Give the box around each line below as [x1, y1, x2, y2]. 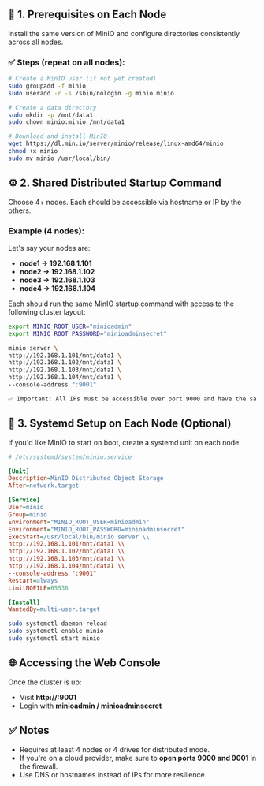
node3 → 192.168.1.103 [19, 275, 95, 285]
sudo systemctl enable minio [8, 628, 104, 635]
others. [8, 206, 32, 215]
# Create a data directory [8, 103, 97, 111]
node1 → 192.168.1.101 [19, 258, 92, 268]
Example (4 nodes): [8, 225, 85, 237]
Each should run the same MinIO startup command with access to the [8, 299, 235, 308]
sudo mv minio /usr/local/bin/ [8, 155, 111, 162]
